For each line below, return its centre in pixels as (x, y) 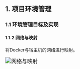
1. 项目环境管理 (28, 9)
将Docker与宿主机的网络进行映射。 (42, 50)
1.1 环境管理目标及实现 (32, 25)
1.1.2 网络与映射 (21, 37)
